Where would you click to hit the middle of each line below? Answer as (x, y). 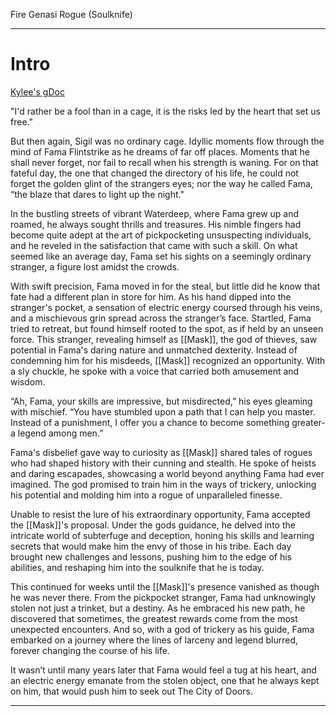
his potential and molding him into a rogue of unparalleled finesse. (146, 495)
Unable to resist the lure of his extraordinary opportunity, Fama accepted (160, 514)
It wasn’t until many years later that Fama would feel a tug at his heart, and (163, 670)
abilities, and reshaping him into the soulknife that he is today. (137, 567)
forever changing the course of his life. (90, 650)
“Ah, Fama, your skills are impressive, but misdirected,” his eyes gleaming (161, 401)
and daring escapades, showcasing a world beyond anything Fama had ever (167, 473)
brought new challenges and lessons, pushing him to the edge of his (151, 556)
